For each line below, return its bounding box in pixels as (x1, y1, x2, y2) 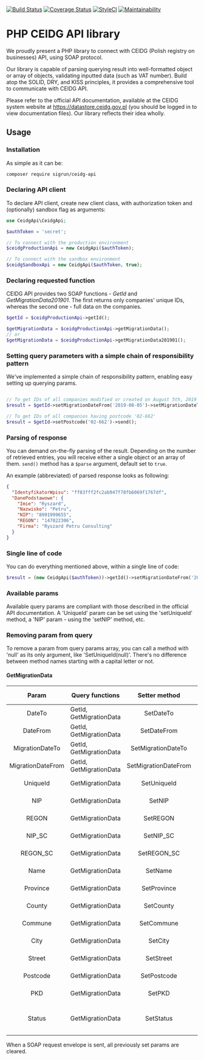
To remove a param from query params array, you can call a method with (6, 645, 189, 652)
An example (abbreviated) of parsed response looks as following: (6, 472, 169, 479)
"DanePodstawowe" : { (12, 495, 64, 501)
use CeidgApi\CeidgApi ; (6, 217, 67, 223)
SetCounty (143, 901, 174, 910)
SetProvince (141, 883, 177, 892)
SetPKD (148, 989, 170, 997)
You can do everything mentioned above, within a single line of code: (6, 563, 179, 570)
